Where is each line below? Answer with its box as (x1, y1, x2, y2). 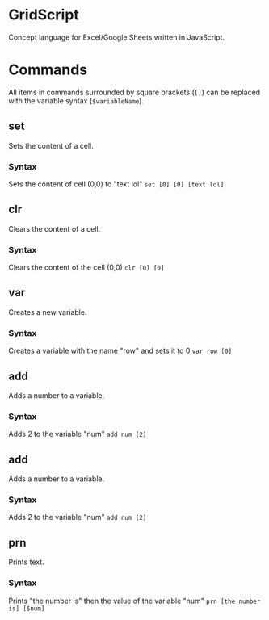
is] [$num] (8, 604, 45, 613)
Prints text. (8, 557, 44, 567)
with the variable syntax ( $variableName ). (8, 95, 144, 106)
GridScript (8, 6, 79, 24)
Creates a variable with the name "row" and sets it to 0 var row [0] (8, 346, 233, 356)
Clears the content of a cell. (8, 224, 101, 233)
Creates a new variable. (8, 307, 87, 316)
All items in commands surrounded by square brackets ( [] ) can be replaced (8, 87, 261, 97)
